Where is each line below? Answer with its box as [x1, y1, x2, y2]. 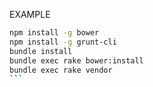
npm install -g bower [9, 28, 100, 38]
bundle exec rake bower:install [9, 55, 144, 66]
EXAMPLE [9, 9, 51, 20]
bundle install [9, 46, 73, 56]
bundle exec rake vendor [9, 65, 113, 75]
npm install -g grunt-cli [9, 37, 117, 47]
